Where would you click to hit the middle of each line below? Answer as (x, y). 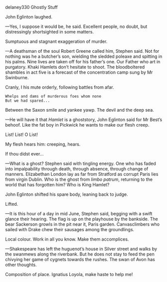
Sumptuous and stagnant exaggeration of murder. (56, 41)
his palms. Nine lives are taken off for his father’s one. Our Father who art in (83, 62)
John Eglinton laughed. (29, 17)
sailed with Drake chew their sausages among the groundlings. (70, 229)
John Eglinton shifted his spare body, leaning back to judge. (67, 194)
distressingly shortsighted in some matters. (49, 32)
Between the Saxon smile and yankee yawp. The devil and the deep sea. (80, 110)
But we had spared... (28, 101)
